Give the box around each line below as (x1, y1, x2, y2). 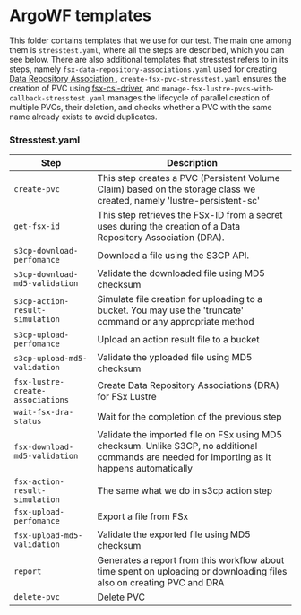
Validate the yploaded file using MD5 (97, 351, 253, 364)
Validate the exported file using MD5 (97, 528, 251, 541)
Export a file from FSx (97, 510, 189, 523)
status (13, 416, 42, 427)
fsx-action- (13, 477, 65, 487)
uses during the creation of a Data (97, 221, 240, 233)
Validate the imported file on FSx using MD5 (97, 429, 282, 441)
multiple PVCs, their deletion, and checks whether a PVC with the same (9, 101, 272, 112)
